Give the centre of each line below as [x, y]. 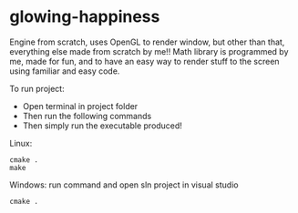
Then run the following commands [87, 116]
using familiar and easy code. [65, 71]
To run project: [37, 88]
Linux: [21, 143]
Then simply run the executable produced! [102, 126]
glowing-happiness [85, 17]
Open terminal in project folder [80, 106]
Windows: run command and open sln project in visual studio [124, 185]
